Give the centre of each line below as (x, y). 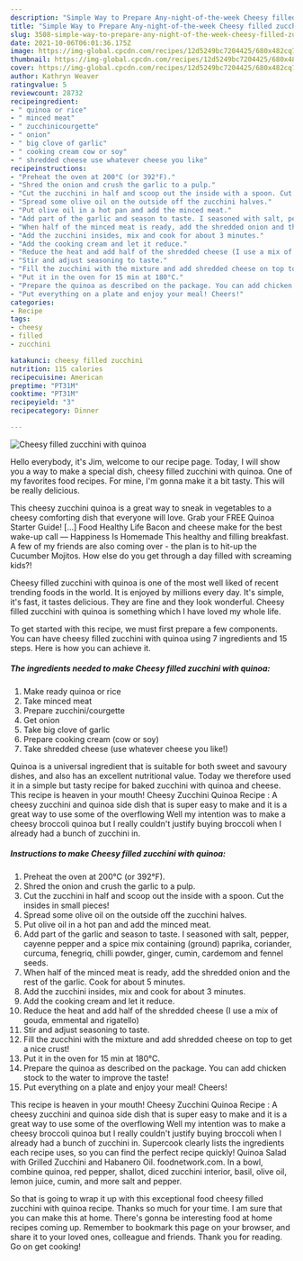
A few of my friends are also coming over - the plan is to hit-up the (134, 546)
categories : (32, 303)
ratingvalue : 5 (39, 85)
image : (22, 51)
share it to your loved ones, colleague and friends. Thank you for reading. (146, 1237)
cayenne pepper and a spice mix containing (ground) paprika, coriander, (157, 943)
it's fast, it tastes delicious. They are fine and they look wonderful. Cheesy (147, 602)
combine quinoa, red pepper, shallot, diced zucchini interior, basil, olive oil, (148, 1171)
